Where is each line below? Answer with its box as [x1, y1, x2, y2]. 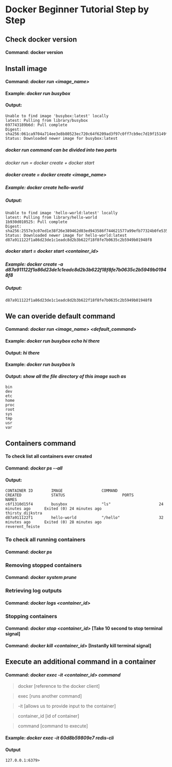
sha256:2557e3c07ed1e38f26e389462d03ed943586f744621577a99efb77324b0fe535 [5, 228, 168, 233]
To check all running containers [5, 536, 85, 543]
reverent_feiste [5, 524, 40, 530]
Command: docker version [5, 49, 63, 55]
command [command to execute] [17, 723, 88, 729]
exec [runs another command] [17, 693, 82, 699]
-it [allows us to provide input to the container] [17, 703, 116, 709]
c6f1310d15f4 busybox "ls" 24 [5, 502, 164, 507]
